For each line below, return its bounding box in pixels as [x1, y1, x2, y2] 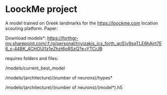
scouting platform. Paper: [5, 25, 58, 31]
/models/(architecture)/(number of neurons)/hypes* [5, 74, 113, 80]
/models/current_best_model [5, 65, 65, 71]
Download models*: [5, 35, 46, 41]
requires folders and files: [5, 55, 59, 61]
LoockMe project [5, 3, 77, 15]
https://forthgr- [47, 35, 79, 41]
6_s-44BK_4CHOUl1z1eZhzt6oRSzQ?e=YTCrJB [5, 45, 103, 51]
